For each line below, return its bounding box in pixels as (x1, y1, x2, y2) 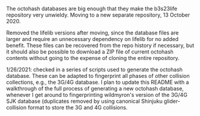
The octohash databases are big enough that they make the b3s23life (6, 5, 178, 12)
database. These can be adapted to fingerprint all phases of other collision (6, 73, 190, 79)
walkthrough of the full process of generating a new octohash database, (6, 85, 184, 92)
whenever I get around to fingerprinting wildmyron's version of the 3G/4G (6, 92, 188, 98)
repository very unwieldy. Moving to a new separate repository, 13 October (6, 11, 190, 18)
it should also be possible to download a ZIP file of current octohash (6, 48, 174, 55)
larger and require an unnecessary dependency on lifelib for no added (6, 36, 179, 42)
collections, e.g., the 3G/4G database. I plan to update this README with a (6, 79, 189, 86)
